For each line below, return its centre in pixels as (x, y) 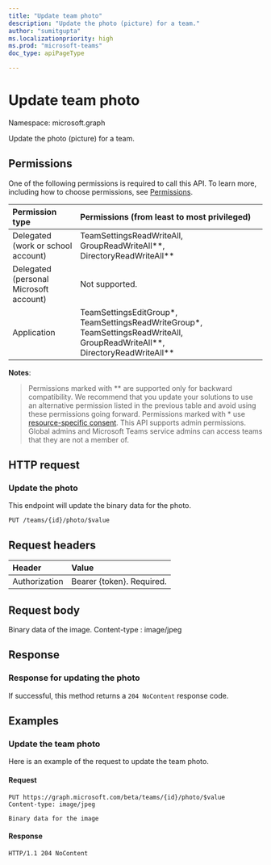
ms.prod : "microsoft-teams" (56, 46)
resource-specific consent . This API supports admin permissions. (137, 422)
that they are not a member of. (79, 439)
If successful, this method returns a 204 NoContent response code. (119, 695)
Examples (33, 721)
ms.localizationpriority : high (61, 38)
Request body (44, 610)
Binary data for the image (54, 818)
